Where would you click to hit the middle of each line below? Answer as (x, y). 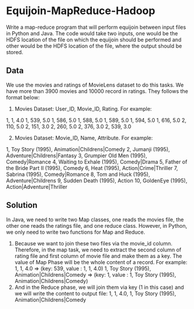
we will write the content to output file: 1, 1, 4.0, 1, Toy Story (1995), (95, 293)
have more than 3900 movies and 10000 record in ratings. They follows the (97, 91)
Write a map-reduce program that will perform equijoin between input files (96, 27)
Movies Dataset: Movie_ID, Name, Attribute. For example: (83, 138)
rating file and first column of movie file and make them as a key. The (98, 256)
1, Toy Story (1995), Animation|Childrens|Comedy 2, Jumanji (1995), (88, 149)
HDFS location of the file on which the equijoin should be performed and (94, 39)
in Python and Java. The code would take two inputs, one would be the (92, 33)
